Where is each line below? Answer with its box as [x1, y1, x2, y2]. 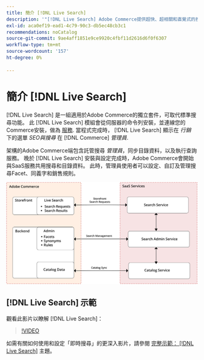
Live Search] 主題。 [6, 347, 56, 355]
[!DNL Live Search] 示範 [6, 297, 97, 308]
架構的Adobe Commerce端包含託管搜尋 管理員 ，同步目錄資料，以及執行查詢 [6, 146, 197, 154]
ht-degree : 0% [6, 55, 42, 61]
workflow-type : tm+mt [6, 42, 61, 48]
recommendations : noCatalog [6, 29, 78, 35]
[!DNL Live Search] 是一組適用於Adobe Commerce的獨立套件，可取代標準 [6, 111, 191, 118]
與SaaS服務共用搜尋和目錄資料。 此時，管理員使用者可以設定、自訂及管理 [6, 161, 191, 169]
